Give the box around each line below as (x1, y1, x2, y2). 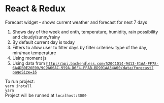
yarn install (5, 83, 32, 89)
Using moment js (12, 55, 47, 61)
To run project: (5, 78, 35, 84)
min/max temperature (12, 50, 57, 56)
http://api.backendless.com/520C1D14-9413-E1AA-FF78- (46, 61, 159, 66)
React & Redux (5, 3, 66, 14)
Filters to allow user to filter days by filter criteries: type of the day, (12, 44, 148, 50)
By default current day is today (12, 39, 75, 45)
